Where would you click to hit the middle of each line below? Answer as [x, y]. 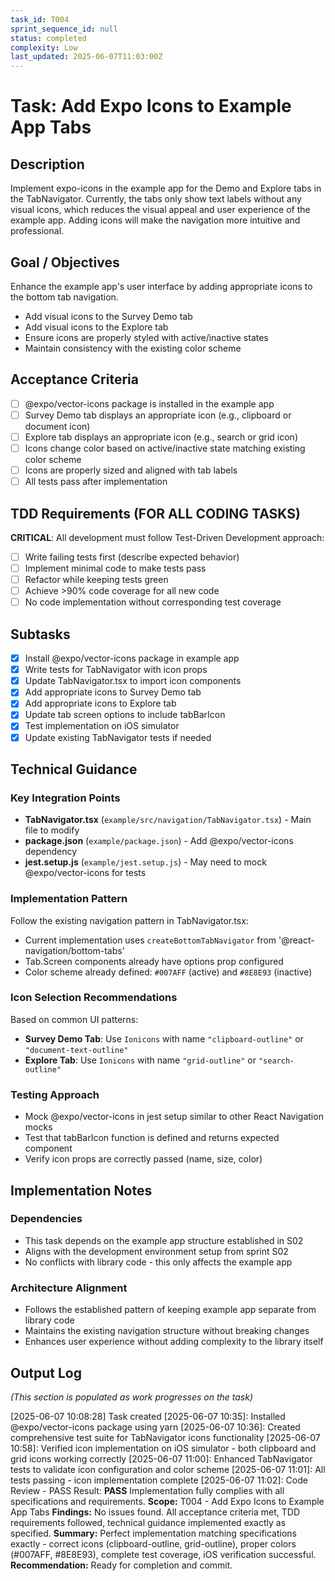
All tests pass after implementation [96, 482]
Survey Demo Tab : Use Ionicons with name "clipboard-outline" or [164, 1038]
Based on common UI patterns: [74, 1019]
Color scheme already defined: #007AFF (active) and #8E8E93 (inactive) [168, 972]
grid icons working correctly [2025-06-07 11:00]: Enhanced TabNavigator [161, 1458]
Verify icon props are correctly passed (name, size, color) [143, 1159]
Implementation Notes [81, 1190]
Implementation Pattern [69, 899]
